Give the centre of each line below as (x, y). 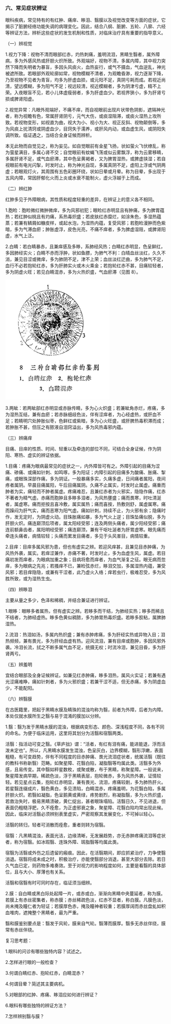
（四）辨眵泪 (19, 589)
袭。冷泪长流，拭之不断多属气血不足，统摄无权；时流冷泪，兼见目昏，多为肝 (85, 647)
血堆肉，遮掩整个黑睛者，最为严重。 (43, 913)
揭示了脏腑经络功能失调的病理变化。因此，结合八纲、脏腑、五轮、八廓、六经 (85, 26)
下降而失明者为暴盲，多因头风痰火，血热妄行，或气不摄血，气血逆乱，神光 (88, 67)
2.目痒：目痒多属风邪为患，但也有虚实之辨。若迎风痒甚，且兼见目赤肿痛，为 (85, 547)
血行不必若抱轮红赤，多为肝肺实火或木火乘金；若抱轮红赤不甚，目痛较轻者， (85, 266)
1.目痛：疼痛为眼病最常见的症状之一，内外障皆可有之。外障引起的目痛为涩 (83, 466)
